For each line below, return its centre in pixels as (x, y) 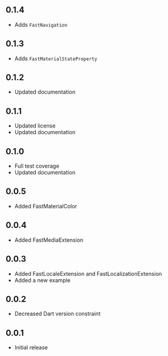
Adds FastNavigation (41, 24)
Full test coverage (37, 166)
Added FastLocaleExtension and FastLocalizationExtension (88, 273)
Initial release (31, 347)
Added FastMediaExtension (49, 240)
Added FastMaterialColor (45, 206)
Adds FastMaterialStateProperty (56, 58)
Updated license (35, 126)
